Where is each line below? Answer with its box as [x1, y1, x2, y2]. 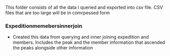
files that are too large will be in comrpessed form [5, 10, 110, 16]
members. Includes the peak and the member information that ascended [12, 39, 165, 45]
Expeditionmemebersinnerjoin [5, 22, 83, 30]
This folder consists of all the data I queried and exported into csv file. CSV [5, 5, 163, 10]
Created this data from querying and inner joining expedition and [12, 34, 149, 40]
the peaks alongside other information [12, 45, 93, 51]
